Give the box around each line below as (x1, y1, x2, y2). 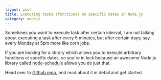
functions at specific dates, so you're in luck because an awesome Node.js (5, 55, 157, 61)
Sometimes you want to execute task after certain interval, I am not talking (5, 30, 155, 36)
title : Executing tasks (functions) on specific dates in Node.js (5, 12, 143, 17)
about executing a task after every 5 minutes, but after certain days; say (5, 35, 150, 41)
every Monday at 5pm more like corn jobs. (5, 40, 91, 46)
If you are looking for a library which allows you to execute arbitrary (5, 50, 141, 55)
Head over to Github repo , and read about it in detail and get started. (5, 70, 143, 76)
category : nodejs (5, 16, 41, 21)
